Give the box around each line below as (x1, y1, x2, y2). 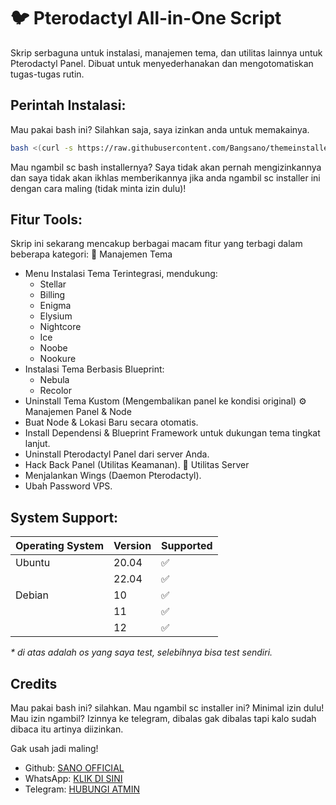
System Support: (10, 509, 119, 526)
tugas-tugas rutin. (10, 68, 85, 80)
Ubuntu (15, 556, 51, 570)
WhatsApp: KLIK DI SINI (24, 773, 123, 785)
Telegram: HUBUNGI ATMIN (24, 783, 140, 795)
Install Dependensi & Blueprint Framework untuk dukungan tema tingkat (24, 427, 321, 439)
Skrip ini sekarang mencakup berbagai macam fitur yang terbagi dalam (10, 238, 303, 250)
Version (113, 539, 152, 553)
